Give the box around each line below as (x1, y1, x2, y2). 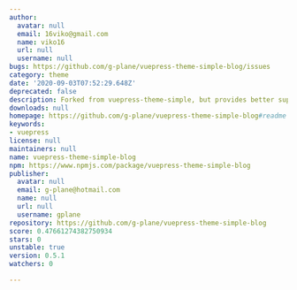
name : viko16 (17, 37, 65, 47)
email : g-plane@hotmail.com (17, 186, 121, 195)
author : (9, 12, 38, 22)
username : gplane (17, 210, 81, 219)
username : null (17, 54, 73, 63)
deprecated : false (9, 87, 77, 95)
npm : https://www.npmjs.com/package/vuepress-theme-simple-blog (9, 161, 251, 170)
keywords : (9, 120, 46, 129)
